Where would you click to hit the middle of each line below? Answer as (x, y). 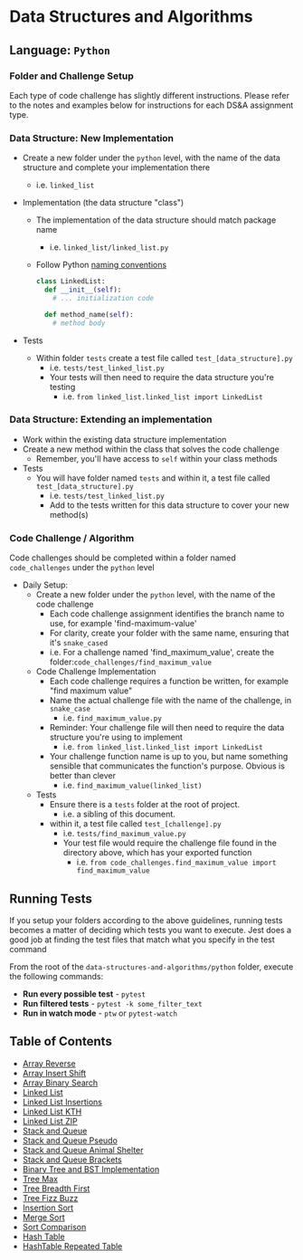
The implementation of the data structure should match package (156, 220)
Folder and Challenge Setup (71, 76)
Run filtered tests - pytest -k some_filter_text (112, 1003)
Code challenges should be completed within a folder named (123, 558)
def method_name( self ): (89, 314)
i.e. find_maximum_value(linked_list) (133, 786)
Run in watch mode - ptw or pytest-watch (100, 1013)
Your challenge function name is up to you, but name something (169, 757)
